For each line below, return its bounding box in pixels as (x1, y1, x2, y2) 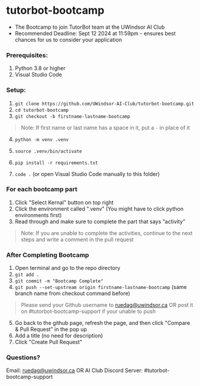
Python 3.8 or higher (14, 65, 66, 72)
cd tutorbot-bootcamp (14, 107, 69, 113)
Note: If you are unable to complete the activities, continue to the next (20, 229, 193, 236)
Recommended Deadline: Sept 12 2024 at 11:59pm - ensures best (14, 29, 176, 37)
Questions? (6, 354, 41, 362)
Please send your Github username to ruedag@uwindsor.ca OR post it (20, 302, 193, 309)
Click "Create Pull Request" (14, 339, 82, 346)
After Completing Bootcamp (6, 251, 90, 259)
